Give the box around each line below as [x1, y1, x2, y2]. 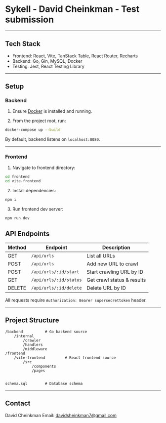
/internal [14, 334, 35, 338]
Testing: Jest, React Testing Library [12, 63, 85, 69]
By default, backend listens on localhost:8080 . [5, 136, 100, 142]
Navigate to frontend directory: [12, 165, 76, 170]
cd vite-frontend [5, 179, 41, 184]
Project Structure [5, 316, 59, 325]
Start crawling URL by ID [86, 268, 143, 275]
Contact [5, 399, 31, 408]
